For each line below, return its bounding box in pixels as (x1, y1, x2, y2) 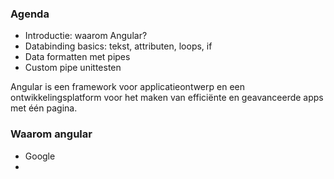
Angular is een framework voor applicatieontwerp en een (10, 81, 245, 93)
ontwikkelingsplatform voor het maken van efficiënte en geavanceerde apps (10, 92, 324, 104)
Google (24, 150, 56, 162)
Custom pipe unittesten (24, 62, 122, 74)
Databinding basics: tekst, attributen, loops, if (24, 40, 213, 52)
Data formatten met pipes (24, 51, 131, 63)
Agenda (10, 7, 50, 21)
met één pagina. (10, 102, 78, 114)
